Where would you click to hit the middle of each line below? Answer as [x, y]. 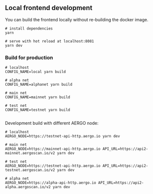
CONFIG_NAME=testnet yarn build [38, 110]
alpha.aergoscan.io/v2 [28, 187]
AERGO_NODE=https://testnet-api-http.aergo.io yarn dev [62, 136]
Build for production [29, 58]
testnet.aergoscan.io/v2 [30, 170]
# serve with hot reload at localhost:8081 [50, 41]
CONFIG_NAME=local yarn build [36, 72]
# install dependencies [29, 29]
